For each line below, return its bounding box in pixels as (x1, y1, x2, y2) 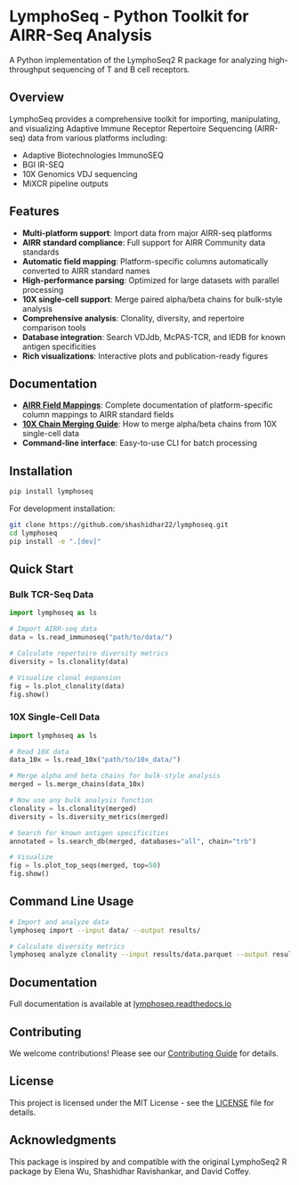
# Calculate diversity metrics (9, 942, 125, 951)
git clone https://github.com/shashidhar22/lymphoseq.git (9, 521, 229, 530)
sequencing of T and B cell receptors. (52, 64, 190, 75)
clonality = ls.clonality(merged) (9, 804, 138, 813)
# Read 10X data (9, 747, 69, 756)
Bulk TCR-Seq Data (9, 588, 94, 600)
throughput (9, 64, 51, 75)
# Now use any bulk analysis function (9, 796, 153, 805)
